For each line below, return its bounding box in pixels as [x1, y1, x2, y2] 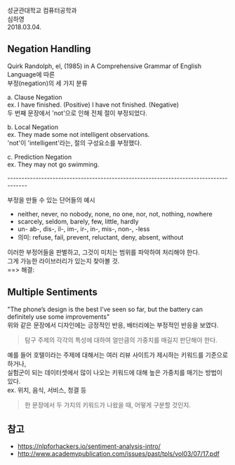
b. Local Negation [7, 122, 58, 131]
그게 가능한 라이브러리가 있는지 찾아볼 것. [7, 256, 120, 265]
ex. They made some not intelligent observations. [7, 130, 150, 138]
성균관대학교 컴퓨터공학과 [7, 6, 77, 14]
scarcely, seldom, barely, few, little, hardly [17, 217, 139, 225]
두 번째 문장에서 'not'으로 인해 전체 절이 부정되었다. [7, 108, 147, 117]
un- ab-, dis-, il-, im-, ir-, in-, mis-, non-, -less [17, 224, 150, 233]
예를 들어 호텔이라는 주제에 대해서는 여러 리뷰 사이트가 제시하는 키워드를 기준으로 [7, 351, 229, 359]
